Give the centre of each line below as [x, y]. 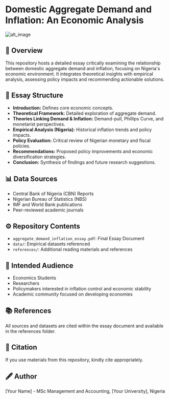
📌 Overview [24, 50]
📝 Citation [21, 348]
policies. [21, 146]
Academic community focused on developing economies [72, 294]
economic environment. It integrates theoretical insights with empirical [79, 74]
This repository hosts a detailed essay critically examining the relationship [83, 63]
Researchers [26, 283]
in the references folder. [31, 331]
